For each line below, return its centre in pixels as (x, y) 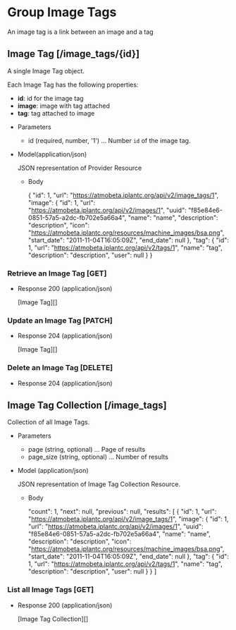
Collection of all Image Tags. (49, 422)
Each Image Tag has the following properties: (73, 85)
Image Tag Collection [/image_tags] (87, 406)
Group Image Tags (62, 12)
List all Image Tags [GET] (50, 590)
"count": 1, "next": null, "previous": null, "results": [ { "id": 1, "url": (122, 512)
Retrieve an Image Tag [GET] (57, 273)
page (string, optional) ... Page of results (87, 450)
